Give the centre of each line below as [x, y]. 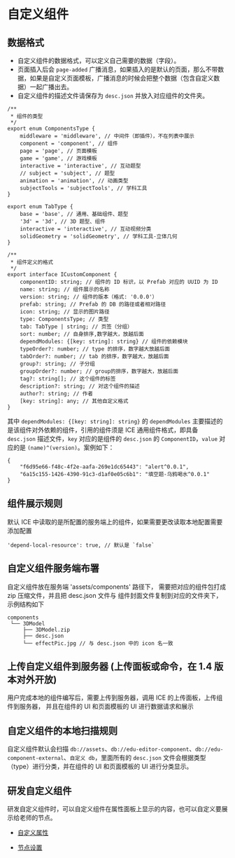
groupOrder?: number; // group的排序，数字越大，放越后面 [99, 372]
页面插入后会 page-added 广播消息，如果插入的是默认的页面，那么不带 [117, 69]
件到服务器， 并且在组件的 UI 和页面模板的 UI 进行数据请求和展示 [101, 707]
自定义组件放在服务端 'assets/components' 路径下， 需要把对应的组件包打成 [117, 587]
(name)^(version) [52, 448]
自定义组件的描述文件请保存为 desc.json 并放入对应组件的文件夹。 [113, 96]
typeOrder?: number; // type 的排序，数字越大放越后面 [95, 349]
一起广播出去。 [51, 87]
